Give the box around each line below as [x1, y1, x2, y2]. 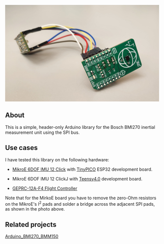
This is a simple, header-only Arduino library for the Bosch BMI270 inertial [5, 124, 155, 130]
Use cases [5, 144, 38, 152]
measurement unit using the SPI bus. [5, 129, 80, 135]
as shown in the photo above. [5, 206, 65, 212]
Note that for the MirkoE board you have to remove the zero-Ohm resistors [5, 195, 157, 201]
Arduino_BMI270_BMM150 [5, 234, 59, 240]
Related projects [5, 220, 57, 229]
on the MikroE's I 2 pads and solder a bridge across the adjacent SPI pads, [5, 200, 155, 207]
